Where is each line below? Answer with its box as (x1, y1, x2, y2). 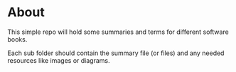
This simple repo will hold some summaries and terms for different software (7, 28, 229, 36)
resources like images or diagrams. (7, 56, 110, 64)
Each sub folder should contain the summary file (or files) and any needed (7, 49, 225, 57)
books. (7, 35, 28, 43)
